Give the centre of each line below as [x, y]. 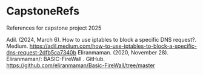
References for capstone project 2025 [54, 28]
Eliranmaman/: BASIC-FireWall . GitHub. [55, 59]
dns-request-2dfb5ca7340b [42, 52]
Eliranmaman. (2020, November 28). [123, 52]
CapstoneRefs [43, 11]
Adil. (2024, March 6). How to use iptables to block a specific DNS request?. [101, 39]
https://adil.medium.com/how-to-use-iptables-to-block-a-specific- [113, 46]
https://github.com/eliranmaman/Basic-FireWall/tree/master [81, 65]
